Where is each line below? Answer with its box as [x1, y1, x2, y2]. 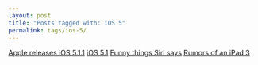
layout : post [8, 11, 52, 20]
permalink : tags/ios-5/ [8, 26, 87, 34]
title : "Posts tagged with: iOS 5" [8, 19, 126, 27]
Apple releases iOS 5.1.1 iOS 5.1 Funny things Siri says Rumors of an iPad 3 [8, 48, 250, 58]
